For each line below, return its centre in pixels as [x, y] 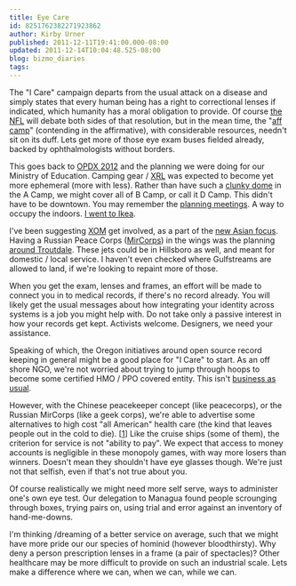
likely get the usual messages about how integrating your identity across [142, 304]
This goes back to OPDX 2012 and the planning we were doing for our [137, 166]
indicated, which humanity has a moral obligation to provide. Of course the [146, 111]
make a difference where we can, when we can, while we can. [123, 572]
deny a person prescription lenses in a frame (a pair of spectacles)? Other [144, 553]
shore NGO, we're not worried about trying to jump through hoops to [135, 369]
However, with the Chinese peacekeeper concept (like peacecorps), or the [146, 405]
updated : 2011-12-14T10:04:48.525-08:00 [85, 51]
